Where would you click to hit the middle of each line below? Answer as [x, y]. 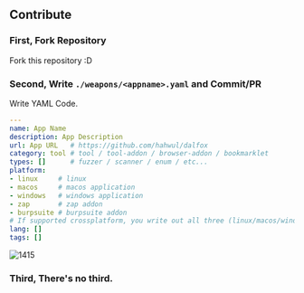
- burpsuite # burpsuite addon [68, 213]
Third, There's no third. [61, 279]
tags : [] [26, 238]
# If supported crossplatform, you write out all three [117, 221]
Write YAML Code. [44, 103]
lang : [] [26, 230]
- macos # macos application [72, 187]
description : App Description [66, 137]
